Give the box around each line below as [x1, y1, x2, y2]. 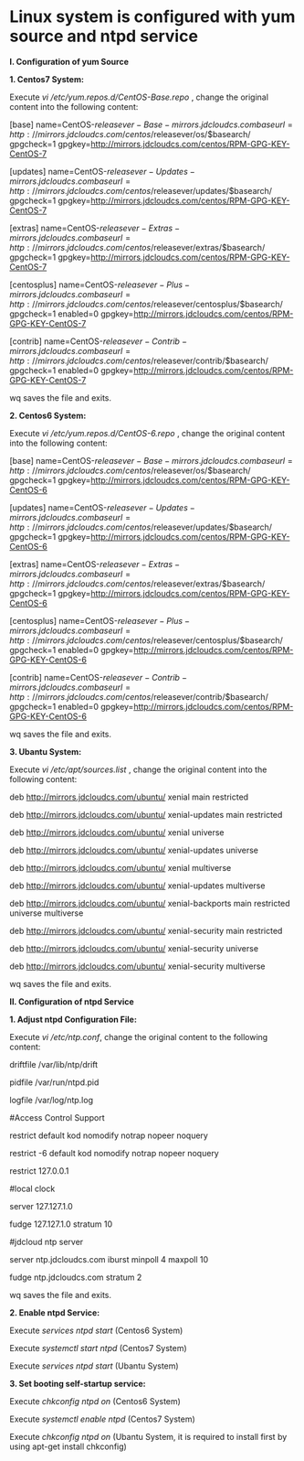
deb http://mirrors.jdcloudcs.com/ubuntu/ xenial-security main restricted [9, 925, 283, 936]
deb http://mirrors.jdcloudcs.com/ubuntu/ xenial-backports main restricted [9, 897, 290, 908]
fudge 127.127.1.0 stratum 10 [9, 1219, 113, 1230]
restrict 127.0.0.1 [9, 1165, 69, 1176]
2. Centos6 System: [9, 410, 87, 421]
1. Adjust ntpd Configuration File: [9, 1014, 137, 1025]
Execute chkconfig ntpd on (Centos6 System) [9, 1395, 181, 1406]
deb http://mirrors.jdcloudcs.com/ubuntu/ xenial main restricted [9, 791, 249, 802]
